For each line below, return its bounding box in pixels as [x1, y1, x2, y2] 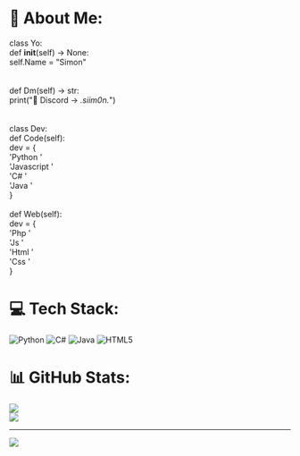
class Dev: [9, 122, 47, 133]
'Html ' [9, 246, 34, 258]
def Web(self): [9, 208, 62, 219]
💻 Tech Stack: [9, 299, 120, 319]
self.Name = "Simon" [9, 56, 87, 67]
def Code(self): [9, 132, 65, 143]
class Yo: [9, 38, 43, 48]
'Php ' [9, 227, 31, 238]
